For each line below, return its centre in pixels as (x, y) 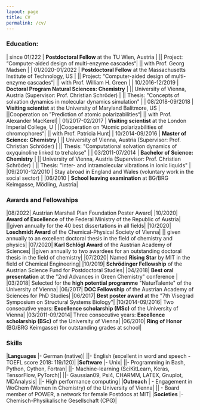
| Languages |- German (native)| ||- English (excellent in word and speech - (99, 356)
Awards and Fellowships (42, 200)
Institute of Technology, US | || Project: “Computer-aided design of (88, 76)
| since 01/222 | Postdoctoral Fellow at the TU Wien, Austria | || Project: (95, 57)
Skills (14, 343)
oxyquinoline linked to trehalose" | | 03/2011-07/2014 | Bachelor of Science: (100, 152)
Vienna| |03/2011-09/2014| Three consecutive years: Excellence (86, 315)
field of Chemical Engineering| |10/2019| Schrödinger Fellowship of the (94, 264)
